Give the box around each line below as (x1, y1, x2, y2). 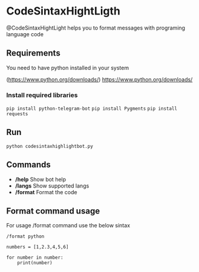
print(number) (17, 260, 53, 266)
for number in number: (6, 255, 64, 261)
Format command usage (6, 206, 100, 217)
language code (6, 30, 44, 37)
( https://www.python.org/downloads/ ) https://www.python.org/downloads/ (6, 75, 193, 83)
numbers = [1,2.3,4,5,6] (6, 244, 69, 250)
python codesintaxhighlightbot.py (6, 143, 94, 149)
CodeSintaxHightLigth (6, 4, 121, 18)
